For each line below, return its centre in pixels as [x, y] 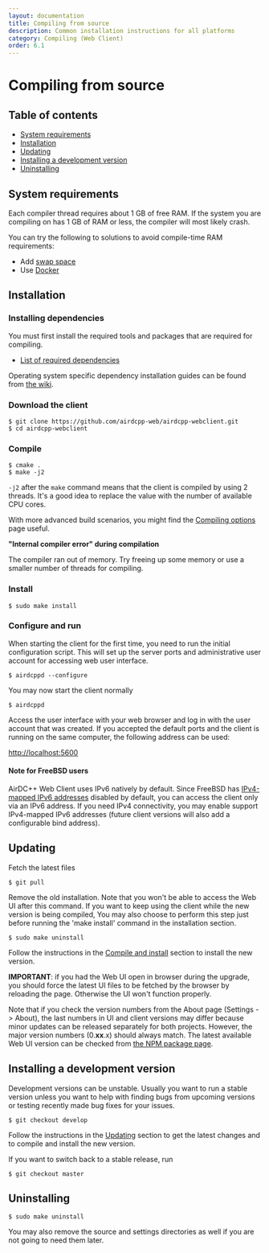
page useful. [29, 528]
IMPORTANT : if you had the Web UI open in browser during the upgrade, [129, 976]
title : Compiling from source [59, 23]
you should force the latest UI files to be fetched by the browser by [119, 985]
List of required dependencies [70, 359]
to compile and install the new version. [72, 1144]
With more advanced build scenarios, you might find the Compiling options [132, 520]
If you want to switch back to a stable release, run [91, 1159]
